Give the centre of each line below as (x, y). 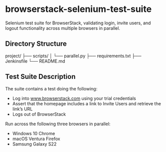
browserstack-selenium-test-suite (79, 9)
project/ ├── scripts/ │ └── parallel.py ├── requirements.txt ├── (73, 56)
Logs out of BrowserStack (39, 114)
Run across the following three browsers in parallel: (58, 124)
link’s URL (22, 109)
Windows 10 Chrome (34, 133)
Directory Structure (36, 44)
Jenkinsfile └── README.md (35, 61)
